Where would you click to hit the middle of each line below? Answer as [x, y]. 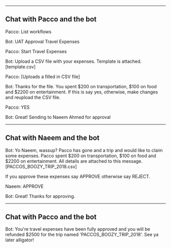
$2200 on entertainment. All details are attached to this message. [74, 161]
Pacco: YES [18, 107]
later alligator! [20, 240]
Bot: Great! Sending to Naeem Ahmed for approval [58, 117]
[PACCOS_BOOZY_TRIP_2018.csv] [41, 166]
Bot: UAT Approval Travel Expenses [42, 41]
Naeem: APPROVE [24, 186]
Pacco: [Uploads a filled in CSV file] [43, 77]
